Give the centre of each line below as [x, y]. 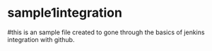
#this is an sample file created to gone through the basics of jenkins [106, 32]
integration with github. [41, 39]
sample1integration [65, 13]
